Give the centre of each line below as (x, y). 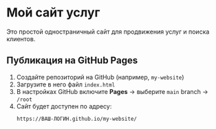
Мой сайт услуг (53, 13)
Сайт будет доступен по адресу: (64, 106)
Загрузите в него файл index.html (66, 84)
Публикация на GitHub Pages (72, 61)
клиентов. (21, 38)
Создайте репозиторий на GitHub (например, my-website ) (100, 77)
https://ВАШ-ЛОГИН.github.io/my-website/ (76, 119)
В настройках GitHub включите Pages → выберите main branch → (112, 91)
